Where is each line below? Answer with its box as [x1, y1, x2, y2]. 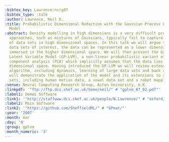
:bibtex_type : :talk [5, 12, 48, 17]
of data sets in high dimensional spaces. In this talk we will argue [9, 40, 161, 45]
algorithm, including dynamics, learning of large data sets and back [9, 68, 161, 74]
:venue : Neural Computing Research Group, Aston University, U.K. [5, 82, 147, 87]
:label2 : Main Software [5, 101, 55, 106]
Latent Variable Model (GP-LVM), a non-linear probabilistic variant [9, 54, 158, 59]
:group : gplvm [5, 124, 35, 129]
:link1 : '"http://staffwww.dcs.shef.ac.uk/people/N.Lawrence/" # [5, 96, 145, 101]
